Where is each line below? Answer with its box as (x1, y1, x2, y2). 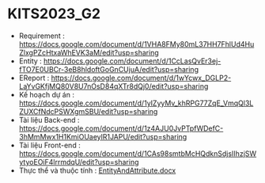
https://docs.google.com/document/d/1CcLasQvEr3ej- (44, 56, 221, 66)
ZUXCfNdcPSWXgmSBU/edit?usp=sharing (18, 106, 158, 116)
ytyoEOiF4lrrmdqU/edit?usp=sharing (18, 157, 139, 166)
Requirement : (18, 31, 65, 40)
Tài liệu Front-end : (18, 140, 81, 150)
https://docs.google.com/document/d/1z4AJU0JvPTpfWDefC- (18, 124, 224, 133)
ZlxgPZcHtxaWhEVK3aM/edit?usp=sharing (18, 48, 159, 57)
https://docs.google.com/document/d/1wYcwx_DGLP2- (51, 73, 232, 82)
